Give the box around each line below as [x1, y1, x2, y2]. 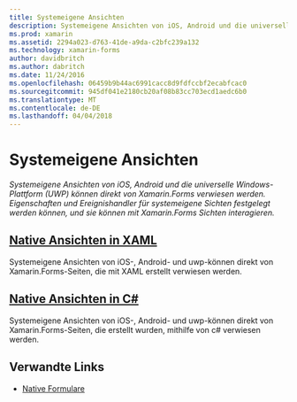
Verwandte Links [9, 359, 104, 375]
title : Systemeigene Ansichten [9, 12, 125, 22]
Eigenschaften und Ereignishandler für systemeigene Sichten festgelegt [9, 198, 271, 209]
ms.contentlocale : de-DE [9, 104, 101, 112]
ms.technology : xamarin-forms [9, 46, 121, 55]
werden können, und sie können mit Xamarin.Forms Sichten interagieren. [9, 207, 276, 218]
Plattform [9, 189, 43, 199]
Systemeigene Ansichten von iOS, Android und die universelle [9, 179, 234, 190]
